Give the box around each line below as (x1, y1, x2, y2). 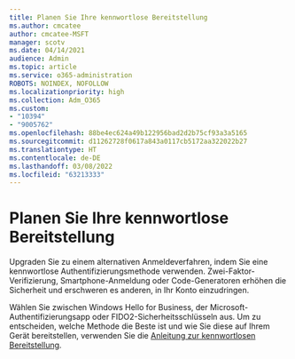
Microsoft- (209, 302, 249, 313)
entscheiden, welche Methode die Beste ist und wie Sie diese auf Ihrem (9, 321, 270, 331)
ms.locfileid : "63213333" (9, 170, 105, 179)
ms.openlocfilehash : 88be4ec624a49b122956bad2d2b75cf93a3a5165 (9, 129, 248, 138)
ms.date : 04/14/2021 (9, 46, 86, 55)
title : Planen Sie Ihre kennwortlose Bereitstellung (9, 12, 208, 22)
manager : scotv (9, 37, 66, 47)
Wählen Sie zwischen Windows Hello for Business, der (9, 302, 208, 313)
